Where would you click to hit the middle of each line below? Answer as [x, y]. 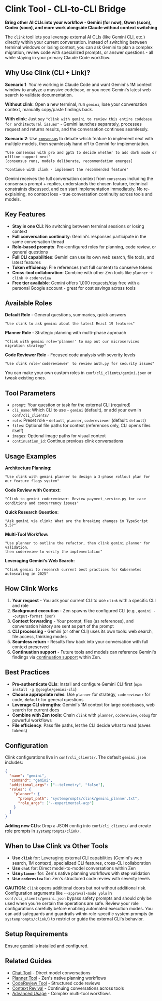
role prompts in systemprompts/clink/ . [43, 831]
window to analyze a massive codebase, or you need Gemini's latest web [78, 90]
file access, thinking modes [39, 636]
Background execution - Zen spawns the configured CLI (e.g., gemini [81, 610]
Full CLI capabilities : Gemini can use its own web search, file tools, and [83, 257]
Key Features [25, 214]
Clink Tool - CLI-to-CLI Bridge [66, 9]
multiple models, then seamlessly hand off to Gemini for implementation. [77, 144]
